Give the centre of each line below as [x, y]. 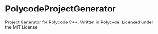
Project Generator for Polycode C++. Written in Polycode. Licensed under [79, 22]
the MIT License [21, 27]
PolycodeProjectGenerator [60, 9]
